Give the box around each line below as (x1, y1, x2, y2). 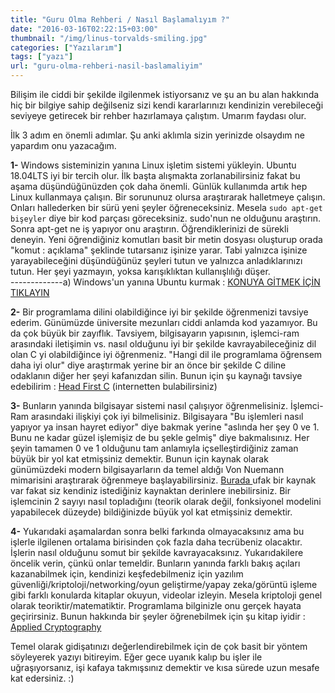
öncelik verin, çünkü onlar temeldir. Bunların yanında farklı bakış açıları (10, 557, 301, 569)
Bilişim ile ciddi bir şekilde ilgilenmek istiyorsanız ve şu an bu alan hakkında (10, 89, 320, 100)
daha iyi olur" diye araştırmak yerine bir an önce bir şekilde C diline (10, 359, 287, 371)
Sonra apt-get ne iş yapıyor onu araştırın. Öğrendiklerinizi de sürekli (10, 223, 289, 235)
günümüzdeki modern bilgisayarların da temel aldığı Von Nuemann (10, 464, 285, 475)
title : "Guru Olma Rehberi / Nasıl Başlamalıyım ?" (10, 14, 230, 25)
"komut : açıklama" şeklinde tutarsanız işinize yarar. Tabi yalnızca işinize (10, 244, 308, 256)
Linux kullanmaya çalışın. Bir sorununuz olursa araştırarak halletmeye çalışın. (10, 191, 326, 203)
